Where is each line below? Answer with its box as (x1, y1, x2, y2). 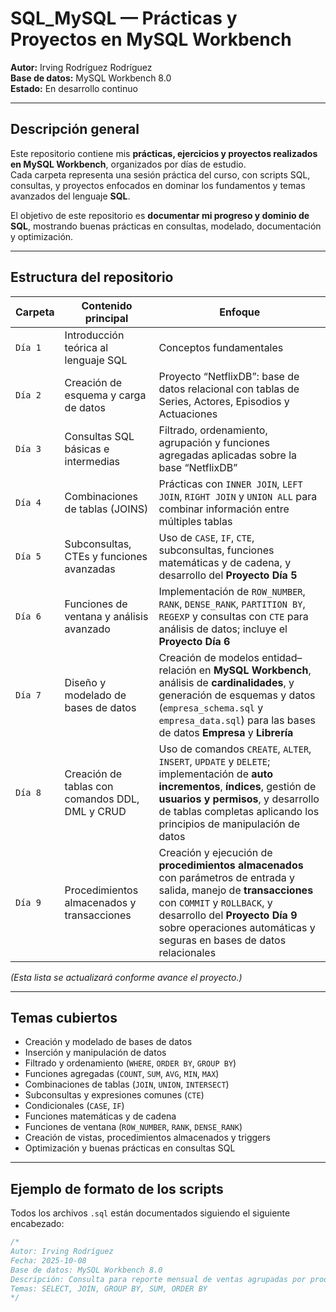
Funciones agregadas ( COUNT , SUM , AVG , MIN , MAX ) (24, 1068, 220, 1080)
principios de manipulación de (158, 817, 301, 831)
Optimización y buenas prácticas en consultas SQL (24, 1142, 236, 1154)
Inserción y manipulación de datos (24, 1047, 167, 1059)
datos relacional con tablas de (158, 382, 300, 396)
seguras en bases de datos (158, 933, 287, 947)
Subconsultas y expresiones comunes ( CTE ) (24, 1089, 205, 1101)
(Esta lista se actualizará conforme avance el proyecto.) (10, 971, 243, 983)
